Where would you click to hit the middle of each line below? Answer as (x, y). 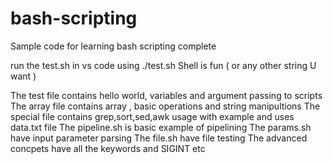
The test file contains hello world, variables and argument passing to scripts (166, 95)
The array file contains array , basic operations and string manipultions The (165, 106)
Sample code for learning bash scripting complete (113, 46)
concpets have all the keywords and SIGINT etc (108, 148)
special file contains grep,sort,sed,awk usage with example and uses (152, 116)
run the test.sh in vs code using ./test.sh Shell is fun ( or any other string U (163, 65)
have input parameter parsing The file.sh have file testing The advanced (159, 138)
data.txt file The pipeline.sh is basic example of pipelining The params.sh (161, 127)
